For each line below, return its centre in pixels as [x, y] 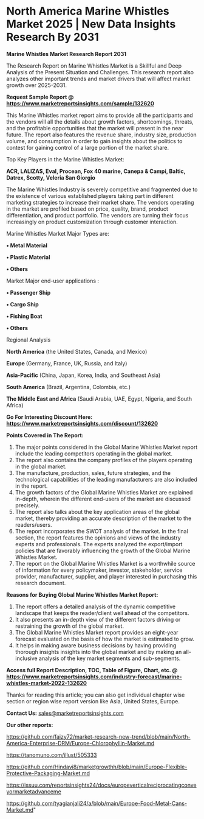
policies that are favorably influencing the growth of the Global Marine [103, 550]
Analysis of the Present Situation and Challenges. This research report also [100, 72]
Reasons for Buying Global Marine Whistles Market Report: [82, 594]
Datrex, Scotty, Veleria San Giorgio [51, 177]
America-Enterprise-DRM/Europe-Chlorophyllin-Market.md [80, 743]
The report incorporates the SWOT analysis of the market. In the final [101, 531]
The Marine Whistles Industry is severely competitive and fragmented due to [102, 189]
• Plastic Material [28, 257]
